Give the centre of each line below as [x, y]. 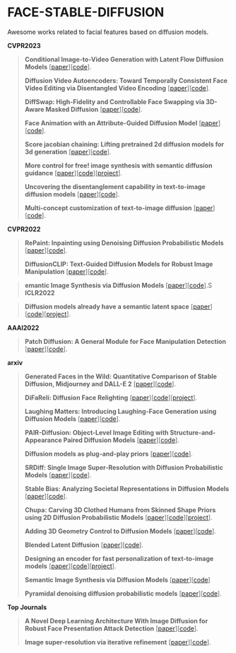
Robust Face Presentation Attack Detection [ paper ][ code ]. [111, 628]
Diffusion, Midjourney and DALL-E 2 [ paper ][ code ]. [100, 383]
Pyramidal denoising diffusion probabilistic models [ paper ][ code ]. [123, 593]
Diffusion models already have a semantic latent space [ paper [117, 306]
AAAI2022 [23, 328]
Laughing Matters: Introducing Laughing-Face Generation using [120, 411]
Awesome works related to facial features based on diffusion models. [108, 32]
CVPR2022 [24, 229]
